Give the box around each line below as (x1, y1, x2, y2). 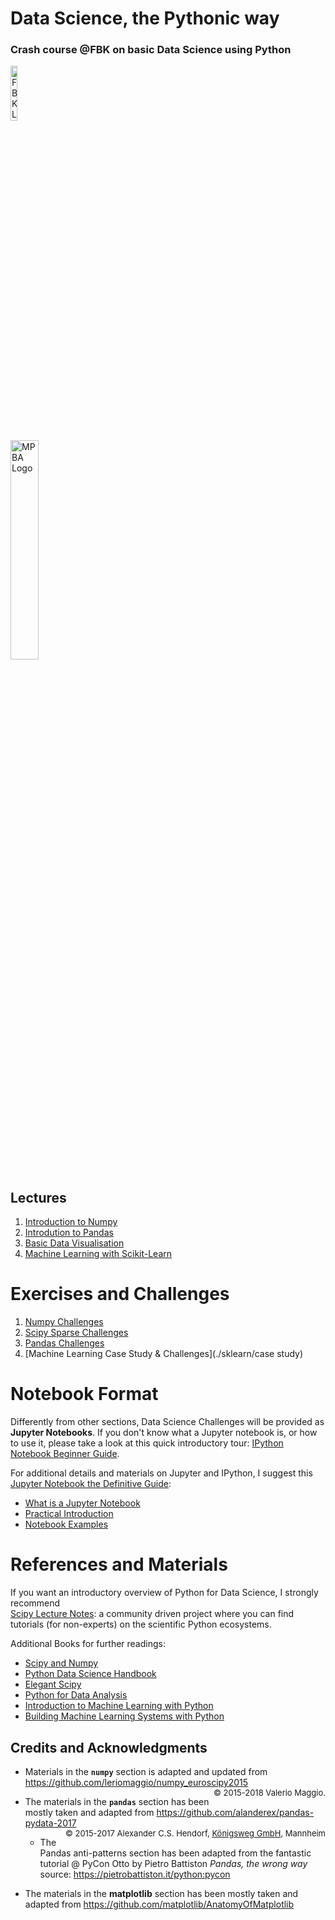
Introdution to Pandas (24, 1227, 114, 1239)
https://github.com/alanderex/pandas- (156, 1806, 315, 1818)
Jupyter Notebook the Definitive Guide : (10, 1478, 172, 1490)
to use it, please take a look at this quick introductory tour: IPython (10, 1437, 284, 1449)
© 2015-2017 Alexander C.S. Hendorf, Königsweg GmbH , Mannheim (64, 1827, 326, 1839)
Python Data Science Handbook (24, 1668, 157, 1680)
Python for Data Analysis (24, 1689, 128, 1701)
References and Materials (10, 1553, 228, 1576)
